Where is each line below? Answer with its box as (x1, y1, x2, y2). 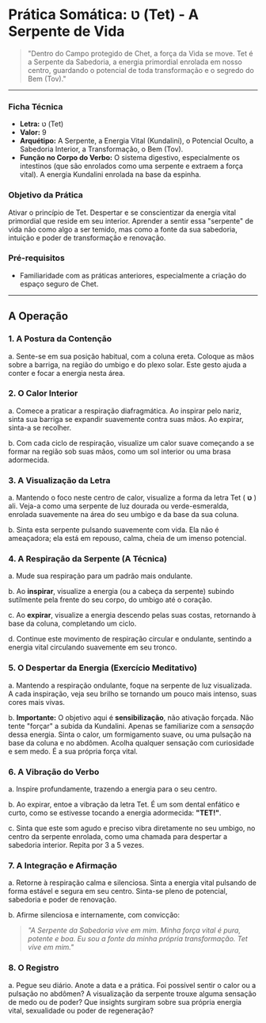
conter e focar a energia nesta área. (8, 368, 125, 377)
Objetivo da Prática (8, 190, 83, 201)
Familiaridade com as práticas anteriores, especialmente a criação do (19, 270, 247, 280)
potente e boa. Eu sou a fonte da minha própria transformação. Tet (27, 934, 248, 944)
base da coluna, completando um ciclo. (8, 619, 137, 628)
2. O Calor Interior (8, 388, 78, 399)
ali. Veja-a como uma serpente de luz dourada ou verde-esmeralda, (8, 501, 230, 511)
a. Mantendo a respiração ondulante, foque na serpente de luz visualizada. (8, 680, 253, 690)
